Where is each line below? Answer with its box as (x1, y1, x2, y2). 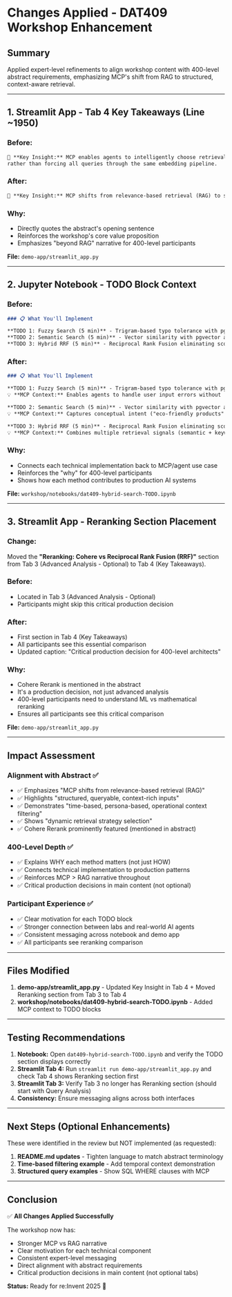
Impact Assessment (7, 750, 95, 761)
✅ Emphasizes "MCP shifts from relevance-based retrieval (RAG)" (17, 786, 205, 795)
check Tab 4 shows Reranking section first (17, 1072, 139, 1081)
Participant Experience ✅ (7, 899, 94, 909)
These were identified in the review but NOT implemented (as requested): (7, 1139, 217, 1148)
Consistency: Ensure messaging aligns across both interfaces (17, 1094, 195, 1103)
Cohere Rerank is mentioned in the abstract (17, 681, 142, 689)
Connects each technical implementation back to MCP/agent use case (17, 461, 218, 469)
